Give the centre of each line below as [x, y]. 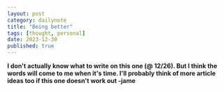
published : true [31, 46]
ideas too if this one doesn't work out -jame [71, 80]
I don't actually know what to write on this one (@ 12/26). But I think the [112, 66]
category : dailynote [37, 20]
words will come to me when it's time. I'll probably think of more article [112, 73]
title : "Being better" [40, 26]
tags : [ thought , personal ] [46, 33]
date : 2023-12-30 [32, 40]
